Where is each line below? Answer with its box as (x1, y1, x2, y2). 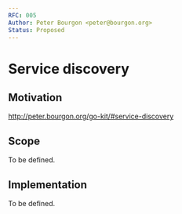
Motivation (8, 91, 63, 104)
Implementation (8, 178, 88, 191)
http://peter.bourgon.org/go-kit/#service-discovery (8, 111, 174, 122)
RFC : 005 (8, 11, 37, 20)
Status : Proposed (8, 26, 65, 34)
